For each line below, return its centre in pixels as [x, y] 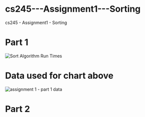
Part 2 [18, 109]
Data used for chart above [59, 76]
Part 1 [17, 42]
